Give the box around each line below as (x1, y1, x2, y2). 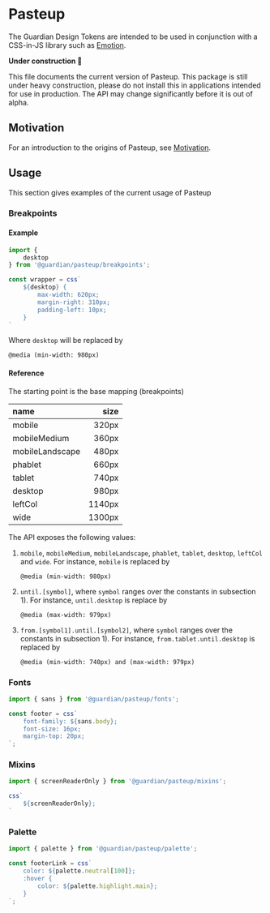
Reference (8, 368, 45, 378)
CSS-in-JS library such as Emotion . (8, 40, 126, 49)
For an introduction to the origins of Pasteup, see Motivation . (8, 143, 212, 152)
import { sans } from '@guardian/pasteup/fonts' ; (8, 695, 180, 703)
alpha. (8, 97, 29, 107)
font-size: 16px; (23, 725, 82, 733)
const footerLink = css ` (8, 859, 92, 868)
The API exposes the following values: (8, 532, 136, 542)
